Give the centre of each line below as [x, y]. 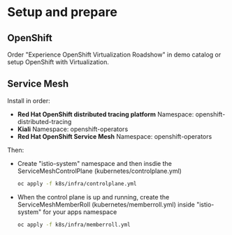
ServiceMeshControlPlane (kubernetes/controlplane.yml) [99, 171]
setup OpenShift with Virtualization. [58, 62]
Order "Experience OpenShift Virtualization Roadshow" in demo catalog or [114, 54]
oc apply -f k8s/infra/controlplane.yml [77, 183]
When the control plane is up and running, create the [93, 197]
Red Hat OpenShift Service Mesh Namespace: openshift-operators [115, 136]
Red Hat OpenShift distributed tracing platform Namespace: [106, 114]
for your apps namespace [80, 212]
